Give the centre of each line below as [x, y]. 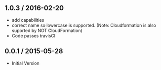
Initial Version [26, 63]
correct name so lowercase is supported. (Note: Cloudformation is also [84, 25]
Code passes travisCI [34, 35]
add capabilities [28, 20]
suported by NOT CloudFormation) [47, 30]
